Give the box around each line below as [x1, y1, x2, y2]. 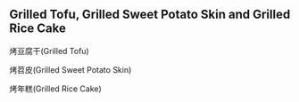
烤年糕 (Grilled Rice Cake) [9, 83, 103, 94]
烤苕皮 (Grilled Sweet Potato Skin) [9, 64, 132, 75]
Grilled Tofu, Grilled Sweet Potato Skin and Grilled [9, 7, 291, 22]
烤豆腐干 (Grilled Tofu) [9, 45, 89, 56]
